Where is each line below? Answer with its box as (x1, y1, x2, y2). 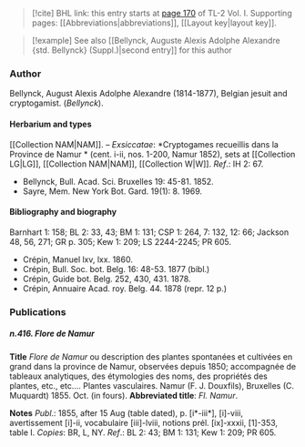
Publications (9, 305, 66, 318)
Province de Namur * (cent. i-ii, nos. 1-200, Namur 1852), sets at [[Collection (9, 148, 296, 159)
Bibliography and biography (9, 207, 117, 218)
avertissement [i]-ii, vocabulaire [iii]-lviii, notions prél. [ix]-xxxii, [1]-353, (9, 417, 279, 428)
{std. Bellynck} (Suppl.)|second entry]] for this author (31, 45, 232, 56)
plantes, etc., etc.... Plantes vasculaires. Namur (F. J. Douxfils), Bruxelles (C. (9, 380, 294, 391)
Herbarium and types (9, 118, 93, 129)
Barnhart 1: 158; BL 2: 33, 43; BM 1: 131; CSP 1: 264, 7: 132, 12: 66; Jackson (9, 227, 290, 238)
